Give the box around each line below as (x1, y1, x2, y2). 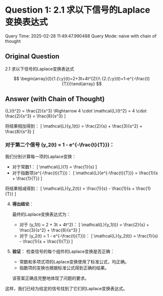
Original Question (5, 52, 60, 61)
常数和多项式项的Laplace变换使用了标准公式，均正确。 (19, 259, 129, 264)
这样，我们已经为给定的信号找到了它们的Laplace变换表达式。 (5, 285, 127, 291)
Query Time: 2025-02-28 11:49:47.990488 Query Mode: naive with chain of (5, 33, 157, 39)
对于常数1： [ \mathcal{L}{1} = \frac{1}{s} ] (12, 164, 97, 169)
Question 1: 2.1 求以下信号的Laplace (5, 4, 150, 16)
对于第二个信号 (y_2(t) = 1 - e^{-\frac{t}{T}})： (5, 142, 115, 148)
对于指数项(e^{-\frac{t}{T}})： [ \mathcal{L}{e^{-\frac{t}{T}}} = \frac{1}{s (12, 170, 158, 176)
